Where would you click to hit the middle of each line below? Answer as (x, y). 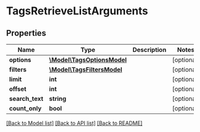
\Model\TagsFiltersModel (86, 70)
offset (18, 89)
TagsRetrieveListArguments (77, 11)
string (58, 99)
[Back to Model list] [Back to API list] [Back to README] (74, 123)
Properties (26, 33)
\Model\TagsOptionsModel (88, 60)
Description (149, 50)
